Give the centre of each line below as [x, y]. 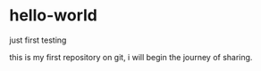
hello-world [54, 16]
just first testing [38, 40]
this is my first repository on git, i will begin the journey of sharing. [131, 57]
